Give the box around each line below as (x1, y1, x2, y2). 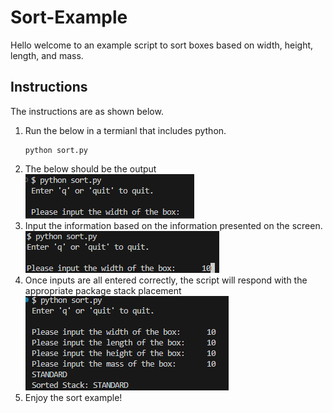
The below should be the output (24, 162, 157, 175)
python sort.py (24, 145, 89, 155)
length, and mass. (10, 49, 84, 61)
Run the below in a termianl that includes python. (24, 124, 227, 136)
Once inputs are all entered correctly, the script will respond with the (24, 274, 308, 286)
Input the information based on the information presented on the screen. (24, 219, 323, 231)
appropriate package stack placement (24, 284, 182, 296)
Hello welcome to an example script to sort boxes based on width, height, (10, 39, 314, 51)
